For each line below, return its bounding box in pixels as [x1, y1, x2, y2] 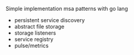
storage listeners [14, 29, 56, 36]
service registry [14, 36, 53, 42]
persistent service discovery [14, 17, 85, 23]
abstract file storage [14, 23, 65, 30]
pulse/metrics [14, 42, 49, 49]
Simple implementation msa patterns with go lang [5, 5, 129, 12]
